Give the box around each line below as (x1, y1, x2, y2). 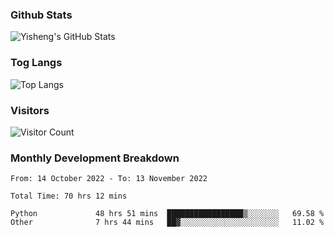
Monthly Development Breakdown (10, 151, 180, 165)
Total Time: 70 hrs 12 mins (10, 191, 128, 202)
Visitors (10, 103, 50, 117)
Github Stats (10, 8, 73, 22)
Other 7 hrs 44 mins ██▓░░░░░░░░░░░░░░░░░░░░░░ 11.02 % (10, 218, 325, 228)
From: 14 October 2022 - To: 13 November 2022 (10, 174, 208, 184)
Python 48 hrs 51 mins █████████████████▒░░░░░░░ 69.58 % (10, 209, 325, 219)
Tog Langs (10, 56, 63, 70)
